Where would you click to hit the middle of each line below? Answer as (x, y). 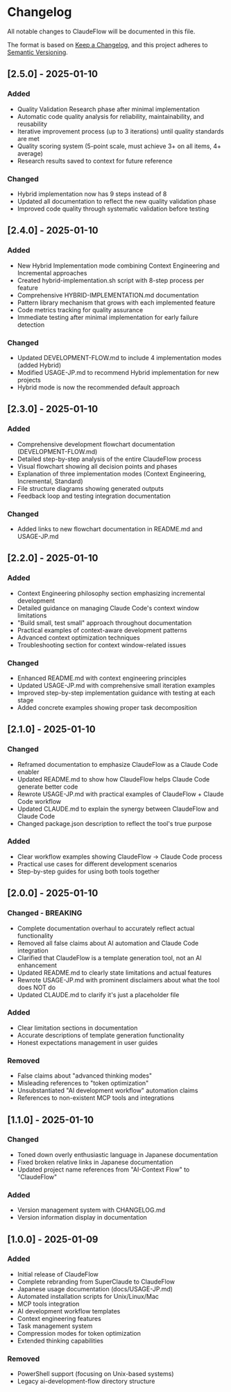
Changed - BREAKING (45, 913)
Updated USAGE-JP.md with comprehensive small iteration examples (116, 685)
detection (31, 325)
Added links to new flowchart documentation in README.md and (110, 528)
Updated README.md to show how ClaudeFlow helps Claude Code (113, 779)
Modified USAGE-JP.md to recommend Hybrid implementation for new (118, 372)
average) (30, 153)
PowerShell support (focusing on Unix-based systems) (96, 1374)
